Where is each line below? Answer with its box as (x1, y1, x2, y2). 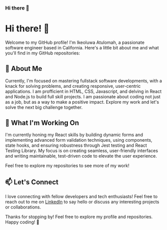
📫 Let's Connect (5, 178, 59, 186)
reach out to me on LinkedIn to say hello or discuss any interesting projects (5, 199, 160, 205)
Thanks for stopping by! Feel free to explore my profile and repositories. (5, 214, 153, 220)
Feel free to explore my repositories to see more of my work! (5, 163, 130, 169)
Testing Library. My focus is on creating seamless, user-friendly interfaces (5, 148, 159, 154)
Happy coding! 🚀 (5, 219, 40, 225)
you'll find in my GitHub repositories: (5, 50, 80, 56)
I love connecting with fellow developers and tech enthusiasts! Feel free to (5, 194, 158, 200)
